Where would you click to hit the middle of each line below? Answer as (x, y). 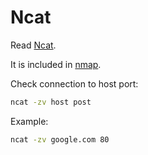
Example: (29, 121)
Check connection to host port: (74, 83)
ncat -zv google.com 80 (60, 139)
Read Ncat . (33, 45)
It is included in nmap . (56, 64)
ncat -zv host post (51, 102)
